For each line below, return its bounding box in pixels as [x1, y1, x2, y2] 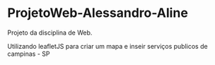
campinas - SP [7, 49, 50, 58]
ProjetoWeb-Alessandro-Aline [7, 5, 189, 21]
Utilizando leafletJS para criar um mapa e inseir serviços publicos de [7, 42, 208, 50]
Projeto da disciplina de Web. [7, 28, 93, 37]
